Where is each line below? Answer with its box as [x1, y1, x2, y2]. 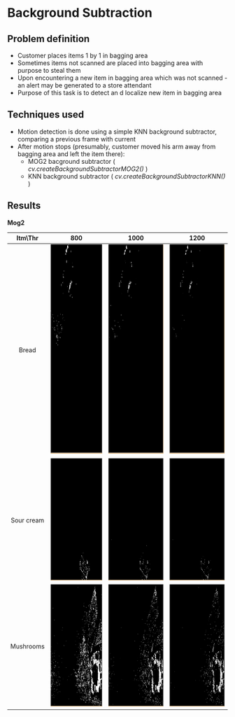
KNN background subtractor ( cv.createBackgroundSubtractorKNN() [27, 172, 226, 180]
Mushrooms [10, 642, 45, 650]
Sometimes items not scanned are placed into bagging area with [17, 59, 204, 67]
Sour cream [10, 516, 45, 524]
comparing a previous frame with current [17, 134, 136, 143]
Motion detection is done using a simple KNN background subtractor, [17, 127, 217, 136]
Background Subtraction [7, 5, 152, 21]
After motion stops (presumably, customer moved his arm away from [17, 142, 216, 151]
